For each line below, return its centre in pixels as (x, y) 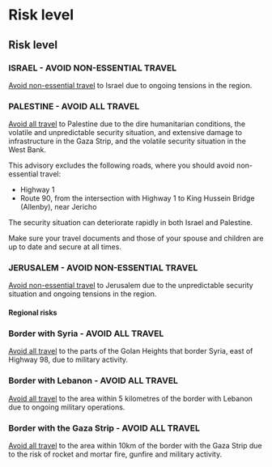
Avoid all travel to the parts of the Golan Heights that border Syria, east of (131, 351)
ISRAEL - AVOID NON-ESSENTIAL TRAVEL (93, 68)
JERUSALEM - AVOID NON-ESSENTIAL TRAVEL (103, 268)
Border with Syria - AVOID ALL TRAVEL (86, 333)
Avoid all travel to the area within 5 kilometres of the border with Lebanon (131, 398)
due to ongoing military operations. (67, 407)
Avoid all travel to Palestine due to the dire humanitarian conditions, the (127, 124)
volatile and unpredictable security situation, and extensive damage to (125, 133)
